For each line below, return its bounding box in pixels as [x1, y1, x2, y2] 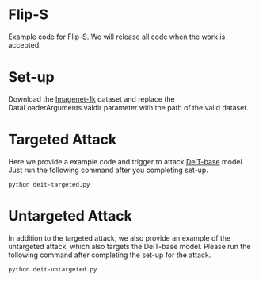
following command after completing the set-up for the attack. [8, 250, 211, 260]
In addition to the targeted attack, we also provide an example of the [8, 233, 231, 243]
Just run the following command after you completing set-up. [8, 165, 208, 175]
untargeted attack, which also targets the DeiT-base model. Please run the [8, 241, 251, 251]
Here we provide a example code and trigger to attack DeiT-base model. [8, 156, 245, 166]
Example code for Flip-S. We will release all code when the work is [8, 32, 226, 41]
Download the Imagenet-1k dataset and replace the [8, 94, 176, 104]
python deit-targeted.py [8, 180, 90, 188]
